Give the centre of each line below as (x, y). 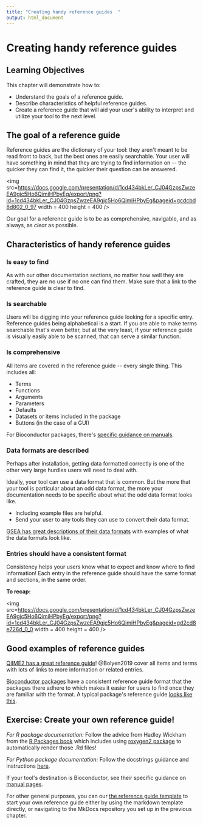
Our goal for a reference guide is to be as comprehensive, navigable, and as (101, 219)
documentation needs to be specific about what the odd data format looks (99, 495)
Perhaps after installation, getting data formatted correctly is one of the (95, 463)
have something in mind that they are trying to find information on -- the (96, 163)
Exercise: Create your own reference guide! (91, 720)
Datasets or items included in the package (68, 416)
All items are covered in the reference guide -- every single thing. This (94, 366)
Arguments (29, 397)
